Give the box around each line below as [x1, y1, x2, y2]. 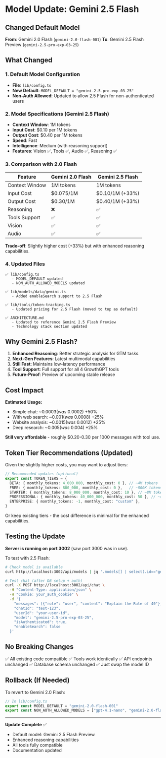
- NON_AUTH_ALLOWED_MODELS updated [11, 280, 85, 286]
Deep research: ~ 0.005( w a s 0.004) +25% [12, 425, 98, 431]
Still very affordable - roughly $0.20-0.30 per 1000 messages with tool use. [5, 434, 161, 440]
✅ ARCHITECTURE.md [5, 315, 44, 320]
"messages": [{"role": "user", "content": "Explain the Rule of [14, 601, 149, 606]
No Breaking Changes [5, 642, 74, 651]
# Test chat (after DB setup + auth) [5, 578, 83, 583]
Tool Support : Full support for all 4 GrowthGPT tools [12, 366, 119, 373]
